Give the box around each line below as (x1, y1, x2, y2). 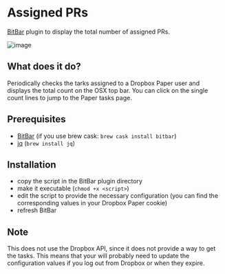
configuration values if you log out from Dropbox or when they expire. (7, 259, 205, 267)
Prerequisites (7, 113, 66, 125)
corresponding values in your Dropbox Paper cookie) (17, 199, 168, 207)
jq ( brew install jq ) (17, 139, 76, 147)
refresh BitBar (17, 206, 57, 214)
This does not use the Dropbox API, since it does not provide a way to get (7, 244, 216, 253)
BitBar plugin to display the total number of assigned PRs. (7, 27, 171, 36)
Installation (7, 159, 56, 170)
